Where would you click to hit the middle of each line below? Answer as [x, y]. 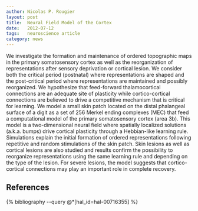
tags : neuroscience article [43, 34]
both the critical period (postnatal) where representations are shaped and [95, 75]
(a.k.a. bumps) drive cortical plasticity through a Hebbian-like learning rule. [97, 131]
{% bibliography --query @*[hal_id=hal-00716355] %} [72, 202]
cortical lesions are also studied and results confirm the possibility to [90, 150]
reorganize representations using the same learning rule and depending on [97, 156]
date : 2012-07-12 [30, 28]
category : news [25, 39]
